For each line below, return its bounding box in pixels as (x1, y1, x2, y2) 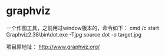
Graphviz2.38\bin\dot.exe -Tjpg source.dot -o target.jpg (6, 31, 142, 38)
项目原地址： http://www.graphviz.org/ (6, 43, 100, 50)
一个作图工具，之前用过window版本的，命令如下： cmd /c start (6, 24, 159, 31)
